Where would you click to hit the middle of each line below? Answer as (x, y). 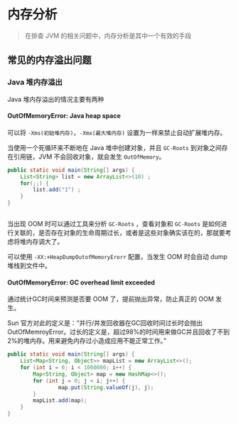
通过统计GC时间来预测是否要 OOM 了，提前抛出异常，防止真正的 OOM (111, 299)
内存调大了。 (45, 242)
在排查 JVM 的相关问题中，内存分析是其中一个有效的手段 (108, 36)
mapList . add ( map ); (60, 401)
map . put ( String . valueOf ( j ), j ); (106, 387)
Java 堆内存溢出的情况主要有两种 (56, 99)
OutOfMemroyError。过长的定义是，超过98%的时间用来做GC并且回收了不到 (118, 332)
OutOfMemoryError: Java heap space (64, 116)
